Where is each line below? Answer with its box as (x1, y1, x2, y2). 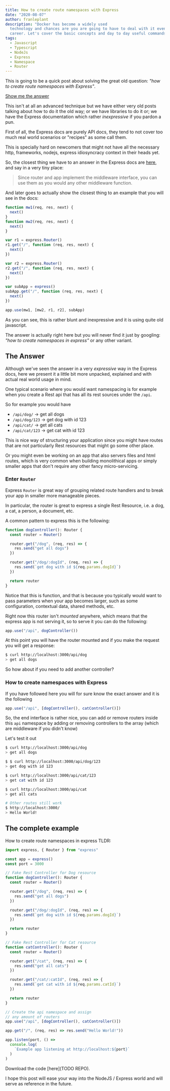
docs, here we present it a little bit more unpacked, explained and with (5, 371, 152, 377)
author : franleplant (5, 17, 49, 22)
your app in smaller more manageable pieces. (5, 492, 101, 498)
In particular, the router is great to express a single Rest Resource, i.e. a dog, (5, 502, 165, 508)
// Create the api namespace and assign (5, 1009, 92, 1014)
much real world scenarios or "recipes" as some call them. (5, 134, 127, 140)
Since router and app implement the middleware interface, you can (17, 174, 157, 180)
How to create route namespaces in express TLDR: (5, 838, 111, 844)
